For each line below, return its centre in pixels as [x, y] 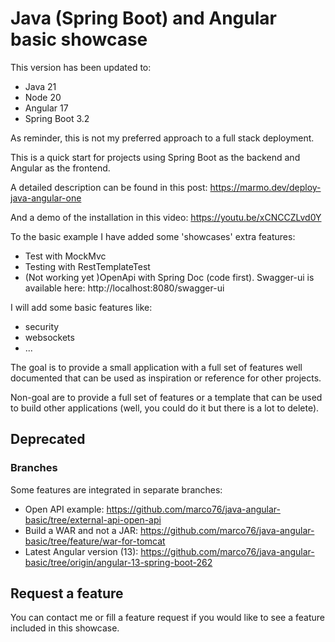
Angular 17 [46, 108]
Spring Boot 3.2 [57, 118]
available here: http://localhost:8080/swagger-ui [124, 288]
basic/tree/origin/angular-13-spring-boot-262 [118, 562]
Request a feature [67, 593]
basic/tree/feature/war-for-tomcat [95, 541]
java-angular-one [46, 198]
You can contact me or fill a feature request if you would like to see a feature [167, 618]
